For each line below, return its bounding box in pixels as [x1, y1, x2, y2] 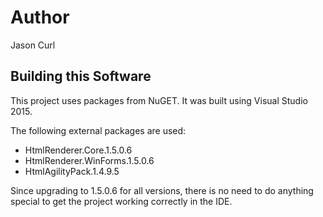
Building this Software [10, 68, 152, 85]
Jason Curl [10, 39, 56, 51]
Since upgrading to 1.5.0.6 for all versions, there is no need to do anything [10, 184, 314, 196]
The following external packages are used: [10, 124, 187, 136]
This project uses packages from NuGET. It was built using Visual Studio [10, 94, 308, 106]
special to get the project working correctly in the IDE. [10, 195, 233, 207]
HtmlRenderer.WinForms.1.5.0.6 [24, 154, 155, 166]
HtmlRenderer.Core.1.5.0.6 [24, 144, 133, 156]
